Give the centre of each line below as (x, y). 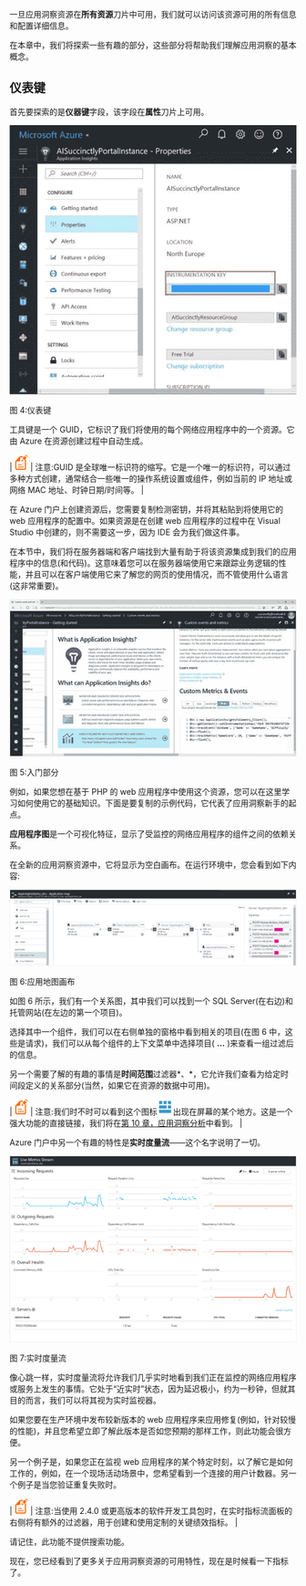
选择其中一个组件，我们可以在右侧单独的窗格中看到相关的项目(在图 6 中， (147, 1031)
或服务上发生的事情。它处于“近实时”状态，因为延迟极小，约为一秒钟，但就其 (153, 1389)
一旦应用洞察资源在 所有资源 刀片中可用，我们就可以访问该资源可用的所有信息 (153, 14)
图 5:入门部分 (34, 772)
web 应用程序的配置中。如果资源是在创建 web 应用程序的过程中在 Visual (145, 520)
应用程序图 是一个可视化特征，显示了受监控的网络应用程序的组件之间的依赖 (149, 834)
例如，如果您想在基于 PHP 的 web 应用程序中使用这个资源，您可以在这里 (146, 792)
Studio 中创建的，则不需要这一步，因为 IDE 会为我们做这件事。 (127, 532)
